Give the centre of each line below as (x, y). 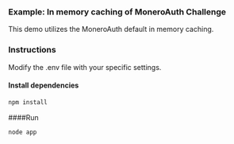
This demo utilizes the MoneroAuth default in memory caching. (111, 29)
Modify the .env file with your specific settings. (85, 67)
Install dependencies (44, 85)
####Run (24, 117)
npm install (28, 102)
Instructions (33, 50)
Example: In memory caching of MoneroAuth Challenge (117, 12)
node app (23, 132)
